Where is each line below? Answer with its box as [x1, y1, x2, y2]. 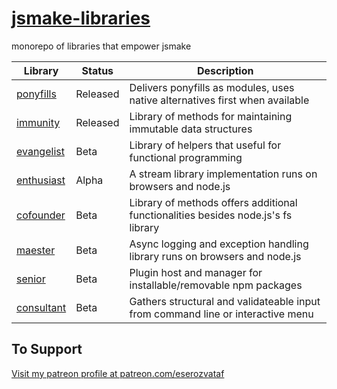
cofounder [16, 208, 66, 222]
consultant [16, 300, 67, 314]
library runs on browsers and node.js [129, 249, 302, 263]
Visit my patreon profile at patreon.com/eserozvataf [11, 367, 225, 379]
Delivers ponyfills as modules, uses [129, 80, 295, 94]
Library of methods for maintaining [129, 109, 293, 123]
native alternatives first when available [129, 93, 310, 107]
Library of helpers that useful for [129, 138, 282, 152]
